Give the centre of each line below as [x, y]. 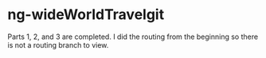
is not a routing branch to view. [58, 44]
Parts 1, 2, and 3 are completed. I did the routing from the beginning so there [133, 37]
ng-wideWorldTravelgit [86, 15]
